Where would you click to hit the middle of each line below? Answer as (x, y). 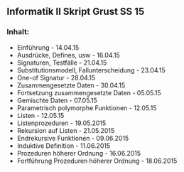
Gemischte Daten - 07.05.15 (57, 100)
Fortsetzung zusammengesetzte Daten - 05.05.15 (89, 92)
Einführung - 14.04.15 (48, 47)
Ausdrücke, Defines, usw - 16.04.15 (68, 55)
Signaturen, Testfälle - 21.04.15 (62, 63)
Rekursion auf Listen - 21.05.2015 (66, 130)
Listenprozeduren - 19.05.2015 (61, 123)
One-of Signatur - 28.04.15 (56, 77)
